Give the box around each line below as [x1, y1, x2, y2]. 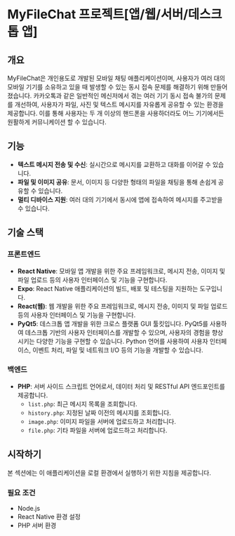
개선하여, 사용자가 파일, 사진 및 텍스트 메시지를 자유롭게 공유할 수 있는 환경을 [14, 100, 224, 109]
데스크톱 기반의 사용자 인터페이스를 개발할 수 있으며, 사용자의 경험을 [25, 328, 210, 337]
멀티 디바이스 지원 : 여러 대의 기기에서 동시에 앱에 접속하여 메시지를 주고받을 [17, 195, 223, 203]
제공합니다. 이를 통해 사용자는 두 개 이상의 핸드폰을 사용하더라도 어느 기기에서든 [7, 109, 224, 117]
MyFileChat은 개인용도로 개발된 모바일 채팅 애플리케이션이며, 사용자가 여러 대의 [7, 74, 226, 82]
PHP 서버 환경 [17, 521, 57, 530]
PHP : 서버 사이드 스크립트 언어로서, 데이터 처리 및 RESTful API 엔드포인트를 [17, 382, 226, 390]
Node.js [17, 504, 41, 512]
